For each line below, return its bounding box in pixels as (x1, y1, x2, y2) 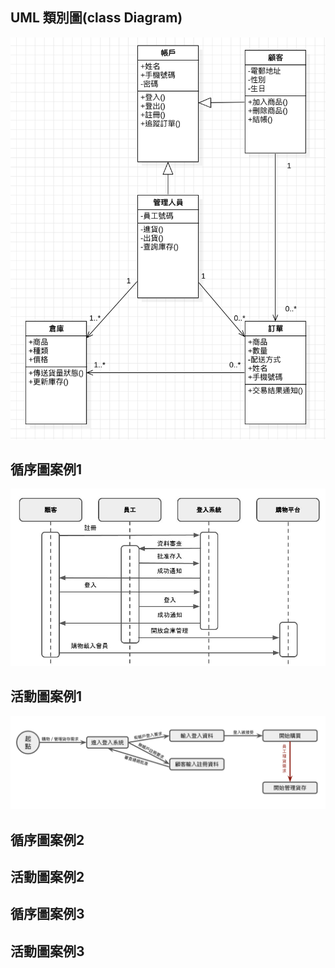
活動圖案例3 (10, 943, 85, 960)
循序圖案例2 (10, 831, 85, 848)
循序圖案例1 (10, 461, 83, 478)
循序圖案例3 (10, 906, 85, 923)
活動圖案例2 (10, 869, 85, 886)
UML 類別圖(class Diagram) (10, 9, 183, 27)
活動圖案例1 (10, 688, 83, 705)
